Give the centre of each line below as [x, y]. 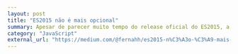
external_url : [28, 40]
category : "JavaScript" [42, 33]
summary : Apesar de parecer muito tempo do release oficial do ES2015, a [119, 27]
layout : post [27, 14]
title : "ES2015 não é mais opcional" [63, 20]
